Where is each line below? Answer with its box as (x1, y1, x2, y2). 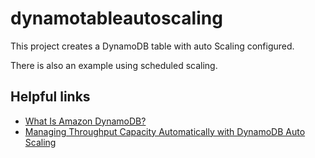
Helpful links (10, 88, 91, 106)
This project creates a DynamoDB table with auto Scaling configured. (10, 40, 295, 52)
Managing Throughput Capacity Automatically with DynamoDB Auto (24, 125, 306, 137)
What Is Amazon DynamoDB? (24, 115, 147, 127)
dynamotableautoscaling (10, 7, 223, 30)
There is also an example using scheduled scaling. (10, 59, 218, 71)
